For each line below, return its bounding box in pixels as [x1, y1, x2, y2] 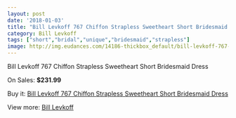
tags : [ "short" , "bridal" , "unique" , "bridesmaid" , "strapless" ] [7, 37, 190, 44]
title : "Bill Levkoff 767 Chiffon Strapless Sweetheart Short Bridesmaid [7, 23, 228, 30]
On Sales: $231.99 [7, 76, 62, 84]
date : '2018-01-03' [7, 17, 65, 24]
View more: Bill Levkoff [7, 103, 74, 111]
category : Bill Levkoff [7, 29, 77, 37]
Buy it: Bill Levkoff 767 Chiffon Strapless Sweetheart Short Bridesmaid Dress [7, 89, 228, 98]
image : [7, 43, 27, 50]
